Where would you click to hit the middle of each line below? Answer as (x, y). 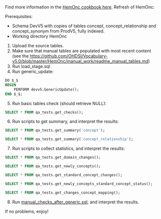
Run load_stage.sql (31, 66)
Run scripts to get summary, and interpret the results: (65, 122)
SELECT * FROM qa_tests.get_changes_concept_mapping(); (63, 192)
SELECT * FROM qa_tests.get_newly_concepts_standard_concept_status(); (79, 184)
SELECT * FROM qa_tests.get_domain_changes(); (53, 158)
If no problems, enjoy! (27, 211)
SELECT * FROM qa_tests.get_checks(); (44, 112)
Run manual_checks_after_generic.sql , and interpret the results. (75, 202)
